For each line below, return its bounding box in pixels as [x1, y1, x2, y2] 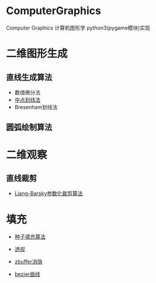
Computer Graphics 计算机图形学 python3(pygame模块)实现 [6, 24, 151, 31]
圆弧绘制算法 [6, 122, 53, 133]
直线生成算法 [6, 72, 53, 82]
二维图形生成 [6, 47, 68, 60]
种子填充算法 [14, 233, 46, 240]
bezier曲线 [14, 271, 40, 278]
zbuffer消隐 [14, 258, 43, 265]
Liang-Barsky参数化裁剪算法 [14, 190, 83, 197]
